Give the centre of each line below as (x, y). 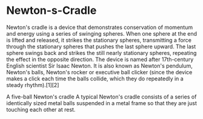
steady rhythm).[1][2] (33, 85)
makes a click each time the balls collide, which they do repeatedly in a (95, 79)
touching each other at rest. (41, 109)
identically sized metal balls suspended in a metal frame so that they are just (101, 103)
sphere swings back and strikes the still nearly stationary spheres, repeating (101, 53)
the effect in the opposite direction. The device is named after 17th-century (100, 59)
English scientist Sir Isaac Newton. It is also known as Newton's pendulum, (99, 66)
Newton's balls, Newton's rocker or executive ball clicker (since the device (99, 72)
